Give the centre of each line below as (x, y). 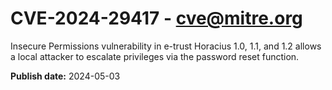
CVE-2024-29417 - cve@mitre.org (156, 18)
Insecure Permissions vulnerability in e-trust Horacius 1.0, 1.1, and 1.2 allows (166, 46)
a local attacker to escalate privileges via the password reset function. (155, 56)
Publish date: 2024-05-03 (65, 76)
